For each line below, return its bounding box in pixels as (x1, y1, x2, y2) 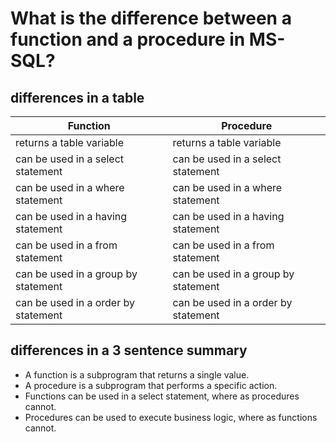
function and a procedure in (10, 28, 246, 51)
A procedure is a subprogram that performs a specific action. (24, 379, 278, 391)
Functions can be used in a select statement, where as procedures (24, 390, 300, 402)
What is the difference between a (10, 7, 292, 30)
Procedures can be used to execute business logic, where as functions (24, 411, 318, 423)
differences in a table (10, 89, 145, 106)
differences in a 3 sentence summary (10, 342, 248, 359)
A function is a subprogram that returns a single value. (24, 368, 250, 381)
